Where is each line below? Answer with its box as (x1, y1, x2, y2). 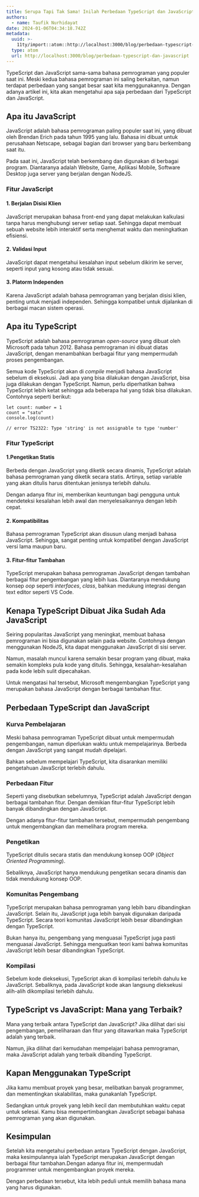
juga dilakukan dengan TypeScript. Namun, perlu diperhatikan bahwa (6, 380, 175, 388)
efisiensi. (6, 232, 28, 239)
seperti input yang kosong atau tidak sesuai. (6, 265, 114, 272)
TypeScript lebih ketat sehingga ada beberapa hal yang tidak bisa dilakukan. (6, 386, 192, 393)
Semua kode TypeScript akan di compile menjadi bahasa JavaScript (6, 367, 172, 374)
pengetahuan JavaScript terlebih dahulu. (6, 764, 105, 771)
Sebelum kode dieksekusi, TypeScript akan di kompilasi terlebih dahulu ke (6, 975, 187, 982)
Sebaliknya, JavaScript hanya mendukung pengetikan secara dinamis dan (6, 869, 187, 876)
